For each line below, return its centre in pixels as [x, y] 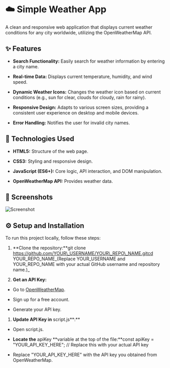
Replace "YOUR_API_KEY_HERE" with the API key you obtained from [85, 355]
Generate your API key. [37, 309]
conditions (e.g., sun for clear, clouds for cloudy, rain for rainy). [79, 97]
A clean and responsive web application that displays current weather [79, 27]
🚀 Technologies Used [40, 139]
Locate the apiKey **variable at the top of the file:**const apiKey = [83, 339]
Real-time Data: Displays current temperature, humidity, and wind [82, 76]
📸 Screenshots [29, 197]
